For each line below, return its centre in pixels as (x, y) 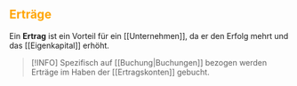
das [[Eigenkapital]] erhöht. (59, 45)
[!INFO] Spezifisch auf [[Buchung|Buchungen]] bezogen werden (149, 62)
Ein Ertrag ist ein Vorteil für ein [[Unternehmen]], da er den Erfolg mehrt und (149, 35)
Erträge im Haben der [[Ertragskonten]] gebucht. (120, 72)
